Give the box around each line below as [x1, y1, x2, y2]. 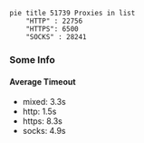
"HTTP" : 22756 [25, 16, 83, 26]
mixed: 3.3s [22, 97, 66, 107]
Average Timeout [9, 76, 76, 87]
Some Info [9, 53, 56, 66]
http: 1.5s [22, 106, 57, 117]
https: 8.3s [22, 116, 63, 127]
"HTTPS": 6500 [25, 25, 79, 34]
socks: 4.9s [22, 126, 66, 137]
